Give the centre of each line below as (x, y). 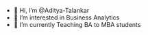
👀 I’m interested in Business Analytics (66, 17)
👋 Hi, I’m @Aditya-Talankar (51, 10)
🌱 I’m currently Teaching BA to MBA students (77, 25)
